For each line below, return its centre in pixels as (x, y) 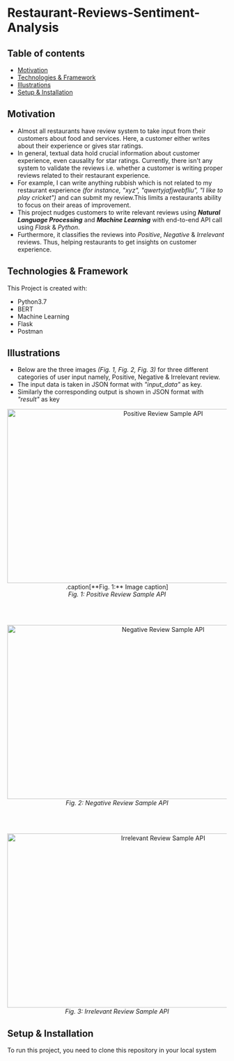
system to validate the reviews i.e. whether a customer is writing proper (120, 168)
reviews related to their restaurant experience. (84, 175)
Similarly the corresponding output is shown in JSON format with (110, 392)
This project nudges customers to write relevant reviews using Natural (119, 212)
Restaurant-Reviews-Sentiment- (104, 13)
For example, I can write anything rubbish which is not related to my (115, 183)
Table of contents (46, 53)
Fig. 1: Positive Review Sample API (117, 594)
